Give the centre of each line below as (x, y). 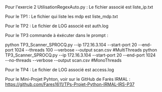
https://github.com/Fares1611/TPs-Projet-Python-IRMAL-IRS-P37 (70, 84)
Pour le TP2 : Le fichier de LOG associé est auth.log (57, 26)
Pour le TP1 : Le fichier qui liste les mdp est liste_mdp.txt (62, 16)
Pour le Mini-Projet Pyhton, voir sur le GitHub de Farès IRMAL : (68, 79)
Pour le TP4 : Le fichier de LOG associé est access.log (60, 70)
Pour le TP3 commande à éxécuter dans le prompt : (57, 35)
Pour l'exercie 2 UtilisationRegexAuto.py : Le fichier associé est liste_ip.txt (79, 7)
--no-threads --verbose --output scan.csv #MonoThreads (63, 60)
